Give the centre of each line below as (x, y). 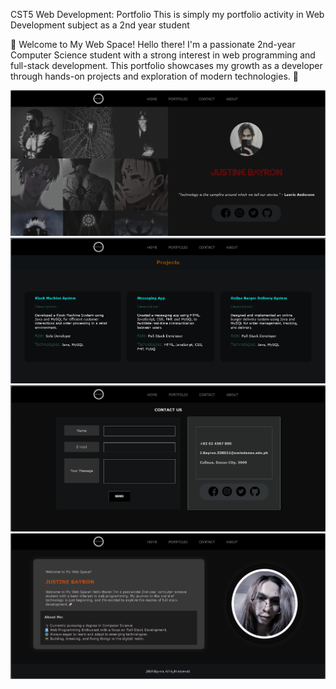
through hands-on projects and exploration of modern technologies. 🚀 (154, 76)
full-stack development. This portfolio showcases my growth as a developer (166, 65)
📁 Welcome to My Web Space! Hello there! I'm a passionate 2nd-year (153, 44)
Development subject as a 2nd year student (100, 25)
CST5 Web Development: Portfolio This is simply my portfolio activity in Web (167, 14)
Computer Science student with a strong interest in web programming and (163, 55)
